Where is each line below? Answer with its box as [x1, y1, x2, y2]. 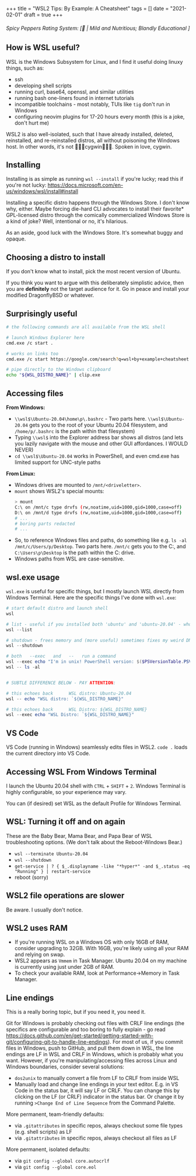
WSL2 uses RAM [6, 923, 68, 933]
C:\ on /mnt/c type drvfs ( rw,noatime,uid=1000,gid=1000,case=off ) [14, 504, 182, 510]
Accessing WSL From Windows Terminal [6, 766, 157, 777]
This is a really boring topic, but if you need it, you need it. [6, 1009, 146, 1016]
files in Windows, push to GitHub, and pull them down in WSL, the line [6, 1044, 174, 1052]
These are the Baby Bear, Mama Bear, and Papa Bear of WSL [6, 832, 153, 839]
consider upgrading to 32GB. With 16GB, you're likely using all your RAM [14, 945, 189, 952]
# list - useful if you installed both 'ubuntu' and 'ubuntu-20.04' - [6, 621, 181, 627]
